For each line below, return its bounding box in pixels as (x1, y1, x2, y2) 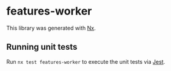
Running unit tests (6, 42, 78, 52)
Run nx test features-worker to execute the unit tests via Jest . (6, 58, 166, 65)
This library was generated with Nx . (6, 24, 96, 32)
